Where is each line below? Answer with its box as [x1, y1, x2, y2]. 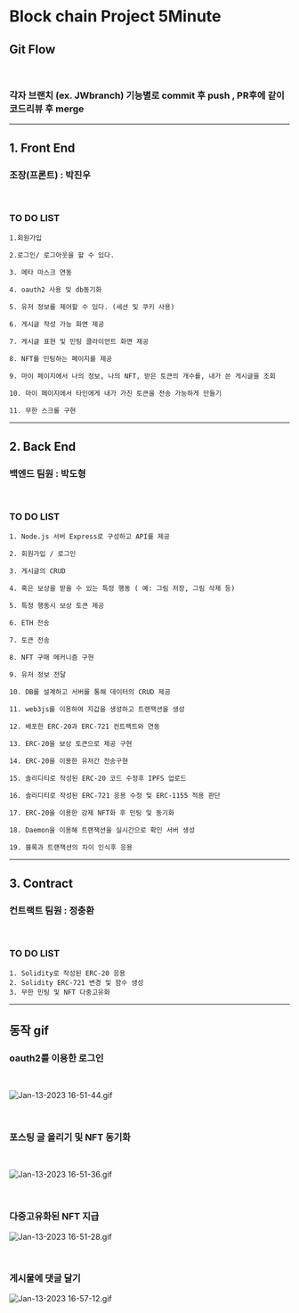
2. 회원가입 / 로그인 [9, 550, 77, 559]
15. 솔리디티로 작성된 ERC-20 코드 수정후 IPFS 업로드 [9, 774, 187, 784]
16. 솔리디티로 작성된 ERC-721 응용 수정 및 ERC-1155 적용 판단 [9, 792, 221, 800]
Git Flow [9, 42, 56, 57]
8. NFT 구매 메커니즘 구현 [9, 653, 94, 662]
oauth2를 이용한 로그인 [9, 1052, 104, 1064]
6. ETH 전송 [9, 619, 50, 628]
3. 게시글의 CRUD [9, 567, 67, 576]
